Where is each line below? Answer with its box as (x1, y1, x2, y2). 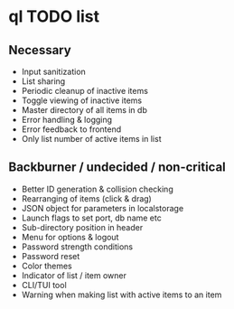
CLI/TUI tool (21, 279, 67, 290)
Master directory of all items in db (21, 105, 148, 115)
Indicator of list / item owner (21, 269, 127, 281)
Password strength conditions (21, 241, 134, 252)
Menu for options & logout (21, 231, 119, 242)
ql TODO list (8, 6, 100, 27)
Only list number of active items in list (21, 134, 162, 144)
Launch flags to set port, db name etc (21, 212, 162, 223)
